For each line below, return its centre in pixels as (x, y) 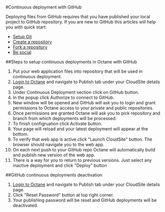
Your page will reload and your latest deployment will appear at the (80, 129)
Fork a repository (30, 47)
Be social (22, 52)
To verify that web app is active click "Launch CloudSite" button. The (82, 139)
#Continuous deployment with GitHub (44, 7)
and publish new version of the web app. (54, 155)
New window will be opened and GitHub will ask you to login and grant (84, 103)
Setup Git (22, 37)
